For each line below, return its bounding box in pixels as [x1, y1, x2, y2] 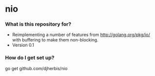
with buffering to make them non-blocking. [12, 37, 99, 43]
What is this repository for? [5, 21, 72, 28]
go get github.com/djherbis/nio [5, 65, 67, 71]
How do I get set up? [5, 55, 55, 61]
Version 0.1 [12, 42, 34, 48]
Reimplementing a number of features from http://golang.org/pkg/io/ [12, 32, 150, 38]
